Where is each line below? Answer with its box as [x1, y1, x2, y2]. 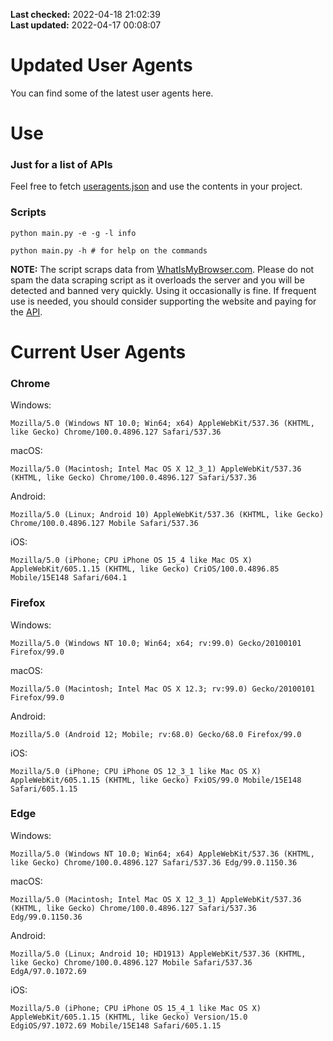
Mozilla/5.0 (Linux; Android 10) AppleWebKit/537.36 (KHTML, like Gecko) [10, 510, 325, 520]
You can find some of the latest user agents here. [10, 87, 214, 99]
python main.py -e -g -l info [10, 228, 137, 238]
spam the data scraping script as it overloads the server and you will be [10, 274, 305, 286]
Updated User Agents [10, 54, 193, 77]
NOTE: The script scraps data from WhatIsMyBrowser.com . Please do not [10, 263, 315, 275]
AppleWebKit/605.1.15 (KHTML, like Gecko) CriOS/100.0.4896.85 [10, 564, 280, 574]
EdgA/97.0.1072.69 [10, 966, 87, 976]
